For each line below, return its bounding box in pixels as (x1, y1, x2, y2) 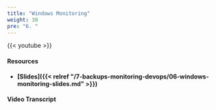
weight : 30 (7, 16, 38, 23)
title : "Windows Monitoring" (7, 10, 91, 17)
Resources (7, 57, 39, 65)
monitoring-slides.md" (16, 79, 84, 87)
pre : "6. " (7, 23, 38, 29)
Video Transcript (7, 95, 56, 103)
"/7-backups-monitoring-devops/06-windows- (70, 72, 209, 81)
